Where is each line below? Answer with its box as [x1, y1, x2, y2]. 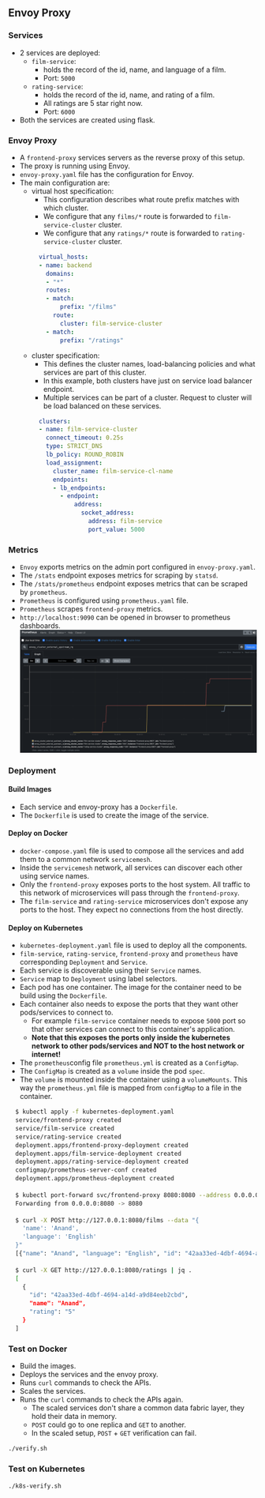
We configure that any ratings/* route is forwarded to [43, 228, 219, 238]
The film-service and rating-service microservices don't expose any [19, 897, 248, 906]
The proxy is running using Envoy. [19, 161, 130, 171]
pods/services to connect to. [19, 1007, 114, 1018]
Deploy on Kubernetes [8, 923, 84, 932]
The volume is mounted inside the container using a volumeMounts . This [19, 1075, 248, 1085]
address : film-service [88, 518, 163, 525]
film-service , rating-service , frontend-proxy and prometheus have [19, 949, 238, 958]
